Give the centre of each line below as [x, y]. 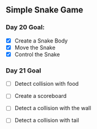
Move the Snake [35, 47]
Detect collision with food [46, 84]
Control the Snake [37, 54]
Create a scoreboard [41, 96]
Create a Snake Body [41, 40]
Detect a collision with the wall [53, 108]
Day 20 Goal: [25, 27]
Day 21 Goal [23, 71]
